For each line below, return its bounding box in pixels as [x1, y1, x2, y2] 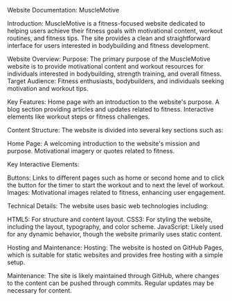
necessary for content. [7, 286, 73, 294]
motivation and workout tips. [7, 85, 89, 92]
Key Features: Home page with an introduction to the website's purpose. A [7, 98, 220, 106]
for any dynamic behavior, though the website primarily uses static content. [7, 230, 223, 238]
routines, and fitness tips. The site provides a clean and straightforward [7, 34, 211, 42]
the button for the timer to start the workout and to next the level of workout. [7, 181, 225, 189]
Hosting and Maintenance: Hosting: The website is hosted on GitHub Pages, [7, 243, 224, 252]
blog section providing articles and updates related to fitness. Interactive [7, 105, 214, 113]
